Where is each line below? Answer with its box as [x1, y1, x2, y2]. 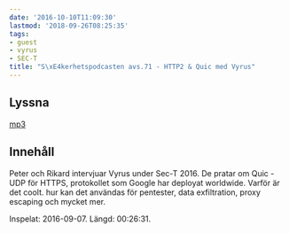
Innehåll [9, 144, 55, 159]
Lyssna [9, 95, 50, 111]
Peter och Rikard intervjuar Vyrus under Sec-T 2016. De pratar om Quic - [9, 167, 275, 178]
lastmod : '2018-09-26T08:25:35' [9, 21, 129, 30]
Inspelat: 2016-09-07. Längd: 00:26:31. [9, 214, 152, 224]
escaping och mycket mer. [9, 196, 106, 206]
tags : [9, 29, 29, 38]
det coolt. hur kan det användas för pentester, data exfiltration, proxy [9, 187, 262, 198]
